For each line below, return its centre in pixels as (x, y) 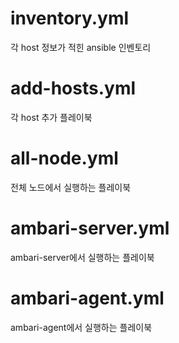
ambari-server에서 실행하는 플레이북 (82, 257)
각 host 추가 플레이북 (51, 117)
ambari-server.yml (90, 228)
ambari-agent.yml (87, 298)
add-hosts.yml (73, 88)
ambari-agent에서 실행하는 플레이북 (81, 327)
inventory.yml (70, 18)
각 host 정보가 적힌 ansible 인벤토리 (81, 47)
